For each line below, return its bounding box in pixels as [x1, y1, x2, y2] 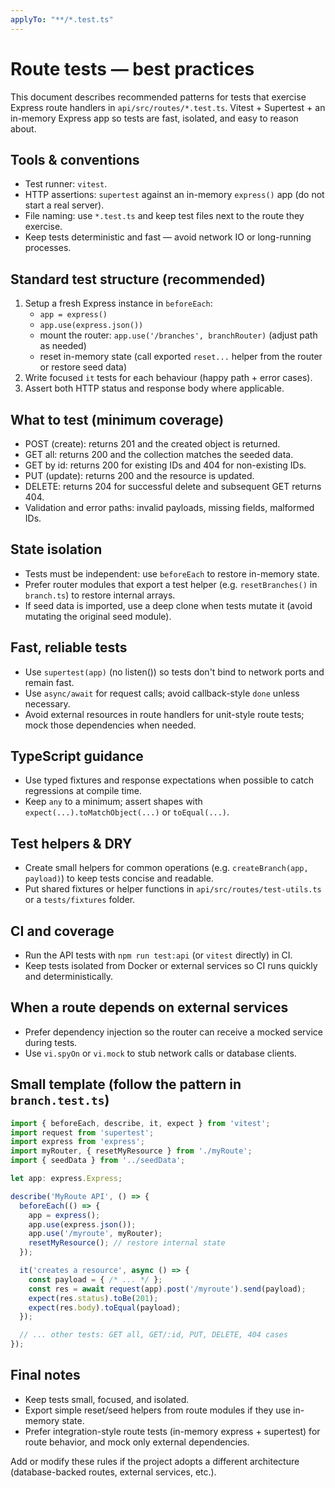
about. [10, 122, 37, 135]
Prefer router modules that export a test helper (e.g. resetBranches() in [24, 578, 318, 590]
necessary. [24, 697, 71, 710]
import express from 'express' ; [10, 1137, 145, 1147]
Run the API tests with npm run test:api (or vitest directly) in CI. [24, 949, 293, 961]
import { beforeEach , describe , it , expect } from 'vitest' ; [10, 1118, 271, 1128]
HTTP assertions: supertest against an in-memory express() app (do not [24, 189, 325, 201]
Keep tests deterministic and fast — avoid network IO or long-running [24, 231, 312, 243]
